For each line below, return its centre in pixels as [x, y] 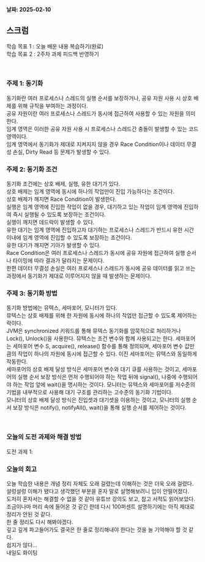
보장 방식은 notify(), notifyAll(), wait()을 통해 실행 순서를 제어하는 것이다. [99, 408]
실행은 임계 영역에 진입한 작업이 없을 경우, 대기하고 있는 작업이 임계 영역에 [94, 207]
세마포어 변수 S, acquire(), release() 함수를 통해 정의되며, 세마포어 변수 [98, 346]
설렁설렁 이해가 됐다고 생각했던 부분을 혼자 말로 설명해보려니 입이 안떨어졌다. [98, 491]
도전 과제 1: [20, 451]
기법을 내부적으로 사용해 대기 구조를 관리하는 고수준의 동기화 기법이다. [90, 392]
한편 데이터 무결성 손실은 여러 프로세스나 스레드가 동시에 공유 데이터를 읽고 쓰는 [101, 268]
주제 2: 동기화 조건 [32, 169]
